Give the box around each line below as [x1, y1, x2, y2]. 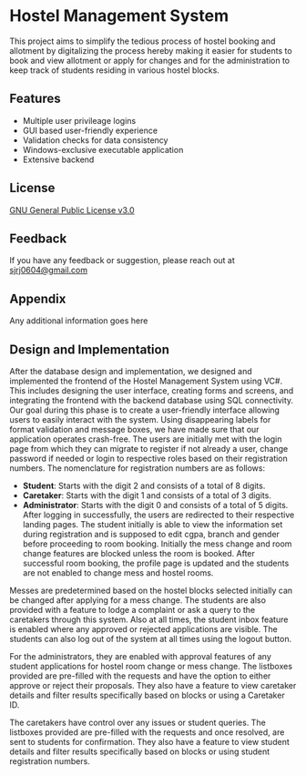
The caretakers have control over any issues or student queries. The [9, 717, 266, 728]
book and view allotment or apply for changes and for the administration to [9, 55, 290, 66]
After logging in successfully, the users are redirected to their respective [22, 509, 295, 520]
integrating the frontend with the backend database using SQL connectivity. [9, 395, 294, 405]
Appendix [9, 291, 66, 306]
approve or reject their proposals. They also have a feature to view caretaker [9, 680, 297, 690]
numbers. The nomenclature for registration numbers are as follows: [9, 463, 266, 474]
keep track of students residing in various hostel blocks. [9, 65, 220, 76]
